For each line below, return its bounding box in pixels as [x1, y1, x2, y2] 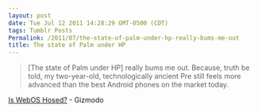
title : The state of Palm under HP [8, 41, 126, 49]
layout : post [8, 11, 52, 20]
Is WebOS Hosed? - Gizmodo [8, 95, 105, 105]
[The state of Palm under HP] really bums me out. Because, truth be [27, 63, 250, 72]
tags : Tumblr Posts [8, 26, 73, 34]
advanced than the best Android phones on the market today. [27, 80, 229, 90]
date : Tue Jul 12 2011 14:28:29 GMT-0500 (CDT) [8, 19, 169, 27]
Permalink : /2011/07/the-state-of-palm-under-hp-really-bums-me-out [8, 33, 240, 42]
